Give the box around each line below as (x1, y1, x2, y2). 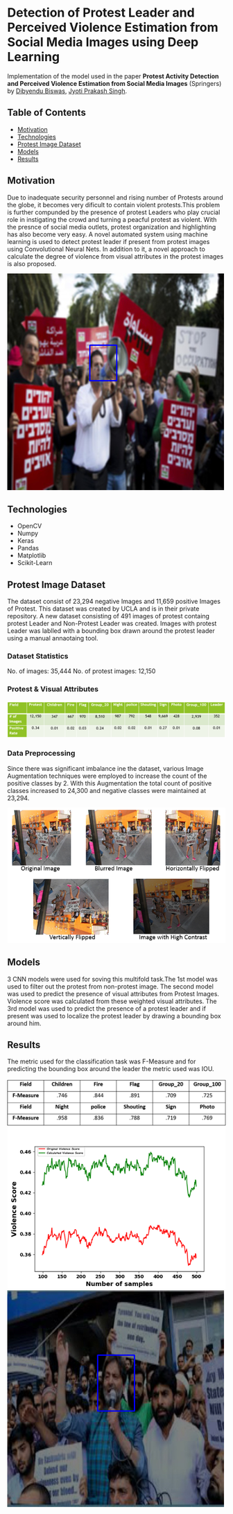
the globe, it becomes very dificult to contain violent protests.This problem (7, 200, 221, 209)
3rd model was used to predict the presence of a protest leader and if (7, 1004, 207, 1013)
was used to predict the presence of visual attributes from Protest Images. (7, 989, 220, 998)
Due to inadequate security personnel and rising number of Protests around (7, 193, 223, 202)
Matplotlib (17, 551, 46, 559)
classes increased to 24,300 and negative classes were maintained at (7, 786, 207, 794)
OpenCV (17, 522, 42, 530)
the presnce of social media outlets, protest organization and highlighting (7, 223, 216, 231)
